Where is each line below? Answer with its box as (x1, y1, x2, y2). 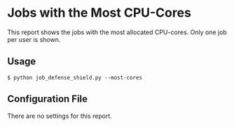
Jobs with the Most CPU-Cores (7, 5, 191, 21)
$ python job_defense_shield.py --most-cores (7, 74, 142, 81)
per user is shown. (7, 35, 61, 43)
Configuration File (7, 93, 88, 105)
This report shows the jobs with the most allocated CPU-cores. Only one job (7, 28, 228, 36)
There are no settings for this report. (7, 112, 112, 120)
